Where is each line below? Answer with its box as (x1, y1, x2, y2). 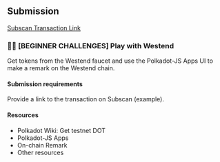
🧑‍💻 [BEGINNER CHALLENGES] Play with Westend (7, 41, 174, 50)
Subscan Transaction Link (7, 23, 81, 32)
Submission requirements (7, 79, 83, 88)
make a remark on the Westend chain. (7, 64, 115, 72)
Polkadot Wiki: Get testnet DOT (17, 126, 106, 134)
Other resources (17, 148, 64, 156)
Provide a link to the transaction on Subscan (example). (7, 95, 164, 103)
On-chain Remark (17, 141, 68, 149)
